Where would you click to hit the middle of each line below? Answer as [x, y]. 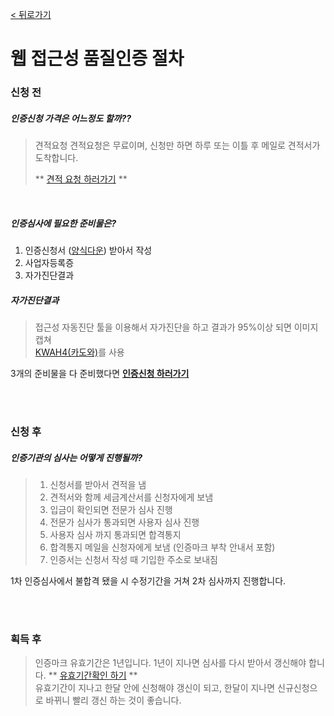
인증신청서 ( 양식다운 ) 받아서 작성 [88, 250]
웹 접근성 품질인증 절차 [97, 59]
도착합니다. [56, 158]
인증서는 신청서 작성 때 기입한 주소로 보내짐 [133, 559]
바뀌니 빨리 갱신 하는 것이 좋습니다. [113, 700]
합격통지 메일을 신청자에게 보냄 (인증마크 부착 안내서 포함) [162, 547]
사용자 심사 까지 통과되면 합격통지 [115, 534]
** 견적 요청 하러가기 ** [81, 179]
